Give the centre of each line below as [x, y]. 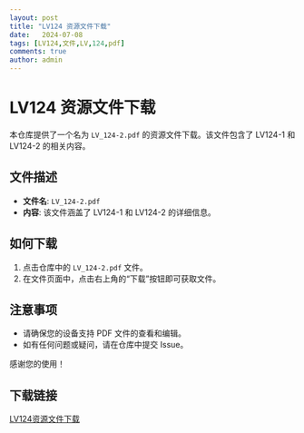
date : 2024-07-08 [46, 34]
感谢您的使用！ [37, 364]
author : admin [36, 60]
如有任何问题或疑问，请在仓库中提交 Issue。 [105, 345]
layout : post [34, 18]
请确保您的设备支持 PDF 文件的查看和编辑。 [104, 333]
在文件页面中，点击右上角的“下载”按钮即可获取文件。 [122, 279]
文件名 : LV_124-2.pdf [61, 201]
